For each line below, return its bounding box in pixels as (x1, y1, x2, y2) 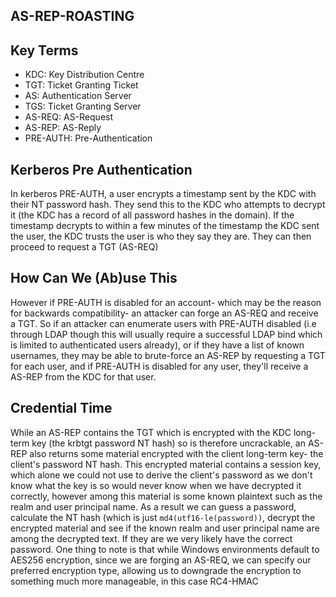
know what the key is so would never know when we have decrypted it (10, 479, 302, 491)
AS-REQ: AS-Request (24, 111, 114, 123)
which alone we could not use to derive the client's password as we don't (10, 469, 313, 481)
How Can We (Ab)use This (10, 270, 178, 287)
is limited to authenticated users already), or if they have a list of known (10, 339, 305, 351)
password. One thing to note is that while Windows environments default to (10, 543, 320, 555)
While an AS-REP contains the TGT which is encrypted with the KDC (10, 426, 292, 438)
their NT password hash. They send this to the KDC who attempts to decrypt (10, 199, 326, 211)
